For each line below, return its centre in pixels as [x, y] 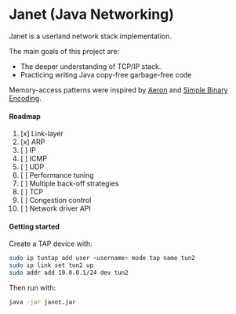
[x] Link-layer [42, 134]
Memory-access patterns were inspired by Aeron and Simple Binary [118, 90]
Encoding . [25, 98]
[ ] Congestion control [56, 200]
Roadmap [25, 116]
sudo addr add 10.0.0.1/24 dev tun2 [69, 273]
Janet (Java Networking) [92, 14]
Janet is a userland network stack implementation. [90, 36]
